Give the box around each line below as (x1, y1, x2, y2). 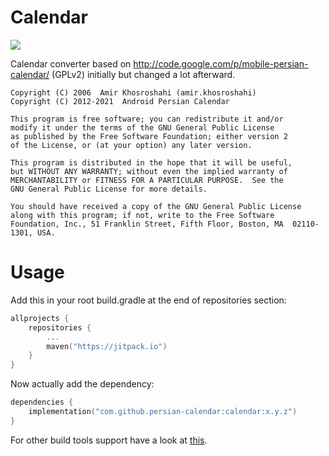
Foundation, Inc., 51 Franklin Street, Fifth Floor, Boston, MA (10, 219, 284, 229)
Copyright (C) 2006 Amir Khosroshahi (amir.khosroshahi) (10, 87, 257, 98)
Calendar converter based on (10, 57, 132, 70)
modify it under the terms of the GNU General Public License (10, 122, 275, 133)
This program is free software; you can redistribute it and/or (10, 114, 284, 124)
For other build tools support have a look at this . (10, 434, 208, 446)
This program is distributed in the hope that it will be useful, (10, 157, 293, 168)
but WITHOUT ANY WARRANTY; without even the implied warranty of (10, 166, 288, 176)
